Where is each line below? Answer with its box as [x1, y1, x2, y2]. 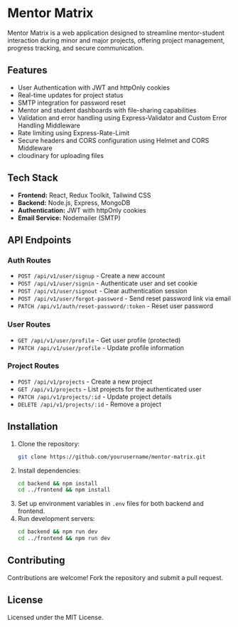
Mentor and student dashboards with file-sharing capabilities [17, 105, 197, 115]
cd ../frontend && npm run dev [17, 535, 111, 542]
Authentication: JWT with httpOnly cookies [17, 206, 147, 214]
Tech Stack [7, 172, 58, 184]
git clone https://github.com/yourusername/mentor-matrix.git [17, 453, 206, 460]
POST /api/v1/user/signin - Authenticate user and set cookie [17, 279, 198, 288]
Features [7, 64, 48, 76]
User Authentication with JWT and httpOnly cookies [17, 83, 171, 92]
